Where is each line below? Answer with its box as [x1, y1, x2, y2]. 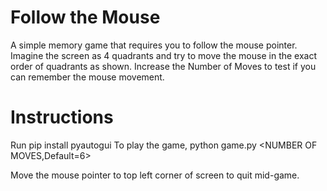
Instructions [10, 106, 114, 129]
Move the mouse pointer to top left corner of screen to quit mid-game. [10, 169, 300, 181]
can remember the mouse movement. [10, 71, 165, 83]
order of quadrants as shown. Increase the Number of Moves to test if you [10, 60, 317, 72]
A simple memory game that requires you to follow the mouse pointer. [10, 39, 298, 51]
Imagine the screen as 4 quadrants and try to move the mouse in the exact [10, 49, 318, 61]
